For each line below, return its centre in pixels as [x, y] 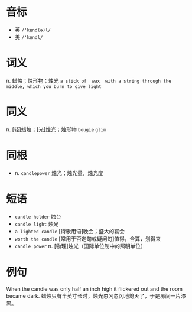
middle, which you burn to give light [54, 86]
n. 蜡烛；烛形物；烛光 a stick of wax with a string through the [89, 80]
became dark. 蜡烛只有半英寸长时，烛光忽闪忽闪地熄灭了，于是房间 [88, 295]
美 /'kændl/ [29, 37]
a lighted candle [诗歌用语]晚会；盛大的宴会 [70, 231]
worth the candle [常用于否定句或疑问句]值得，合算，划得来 [88, 238]
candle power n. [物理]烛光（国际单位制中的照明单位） [80, 246]
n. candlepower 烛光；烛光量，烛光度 [59, 173]
